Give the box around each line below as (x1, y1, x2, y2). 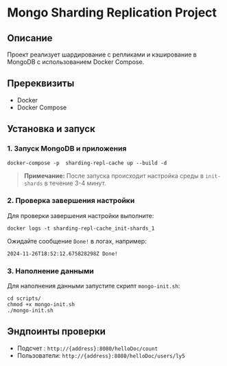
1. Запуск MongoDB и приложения (7, 144, 127, 153)
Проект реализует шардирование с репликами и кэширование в (7, 50, 197, 58)
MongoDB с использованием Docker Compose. (7, 58, 145, 66)
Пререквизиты (7, 78, 75, 89)
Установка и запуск (7, 123, 96, 135)
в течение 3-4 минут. (44, 179, 106, 187)
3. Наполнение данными (7, 266, 94, 276)
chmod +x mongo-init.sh (7, 301, 75, 308)
